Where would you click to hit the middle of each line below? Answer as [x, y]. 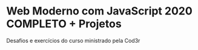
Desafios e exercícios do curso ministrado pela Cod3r [73, 40]
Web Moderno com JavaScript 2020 [99, 11]
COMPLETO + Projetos [64, 24]
